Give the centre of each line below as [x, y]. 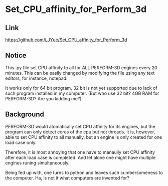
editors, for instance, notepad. [36, 78]
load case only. [21, 142]
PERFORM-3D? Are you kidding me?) [43, 98]
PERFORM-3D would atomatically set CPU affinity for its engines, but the [80, 126]
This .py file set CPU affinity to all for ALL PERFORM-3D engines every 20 [81, 67]
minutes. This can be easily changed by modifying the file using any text [80, 73]
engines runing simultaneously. [37, 163]
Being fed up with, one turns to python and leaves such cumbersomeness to [84, 172]
